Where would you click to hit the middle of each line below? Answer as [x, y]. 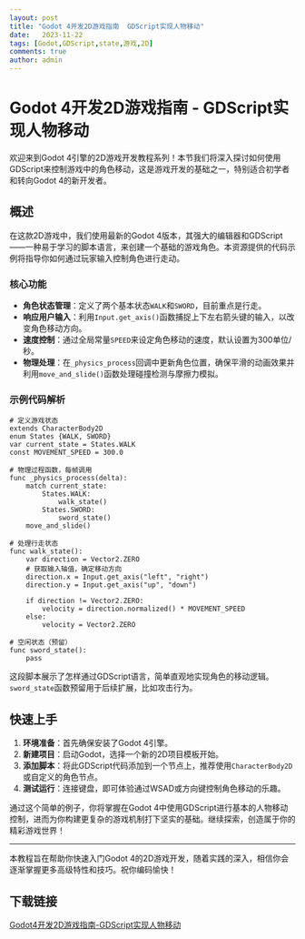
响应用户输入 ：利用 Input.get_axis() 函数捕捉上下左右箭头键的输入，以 [155, 317]
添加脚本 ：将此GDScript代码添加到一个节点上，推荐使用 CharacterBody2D [157, 766]
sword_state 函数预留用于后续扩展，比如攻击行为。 [103, 688]
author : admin [36, 60]
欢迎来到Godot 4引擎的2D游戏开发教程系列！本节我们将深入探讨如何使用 [145, 157]
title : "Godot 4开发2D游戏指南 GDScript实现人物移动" [107, 26]
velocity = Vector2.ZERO [89, 625]
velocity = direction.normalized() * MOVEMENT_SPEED [144, 609]
